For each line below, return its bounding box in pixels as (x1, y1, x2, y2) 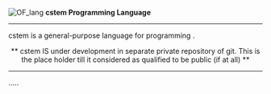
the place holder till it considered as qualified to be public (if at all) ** (21, 55, 250, 64)
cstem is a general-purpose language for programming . (8, 31, 195, 40)
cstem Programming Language (45, 8, 152, 17)
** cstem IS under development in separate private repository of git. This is (10, 47, 261, 55)
